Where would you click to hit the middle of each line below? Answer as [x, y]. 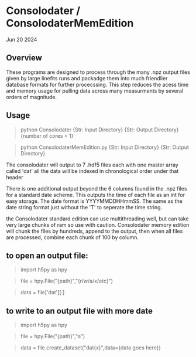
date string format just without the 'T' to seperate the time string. [84, 207]
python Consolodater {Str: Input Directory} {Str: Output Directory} [99, 130]
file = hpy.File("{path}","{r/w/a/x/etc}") [66, 281]
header [15, 177]
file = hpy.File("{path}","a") [53, 336]
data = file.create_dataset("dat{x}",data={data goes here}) [90, 348]
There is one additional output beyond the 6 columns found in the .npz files [97, 188]
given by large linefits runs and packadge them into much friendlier [87, 78]
